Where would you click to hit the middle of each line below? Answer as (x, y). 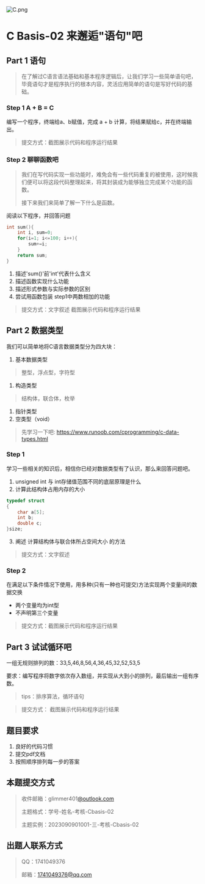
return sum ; (32, 255)
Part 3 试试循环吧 (39, 647)
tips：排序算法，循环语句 (52, 697)
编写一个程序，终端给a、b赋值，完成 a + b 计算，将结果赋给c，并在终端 (96, 122)
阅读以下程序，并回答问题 (38, 216)
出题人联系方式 (34, 846)
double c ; (30, 524)
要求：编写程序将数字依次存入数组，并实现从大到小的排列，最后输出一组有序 (103, 676)
